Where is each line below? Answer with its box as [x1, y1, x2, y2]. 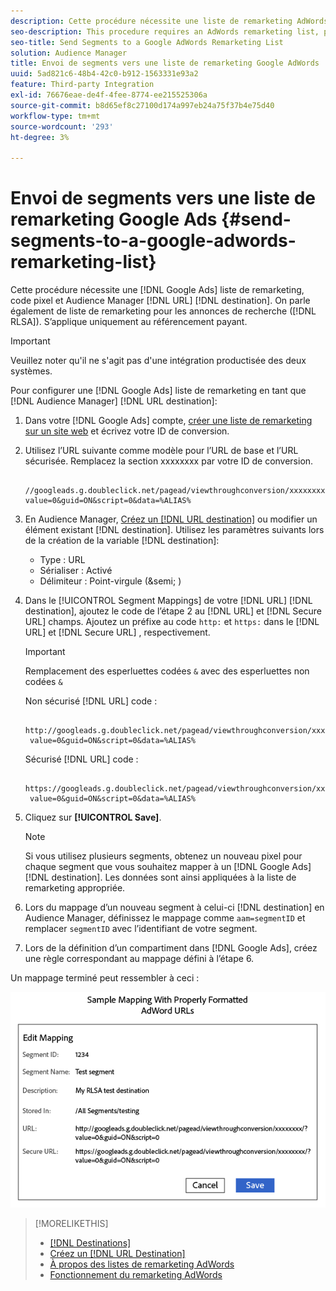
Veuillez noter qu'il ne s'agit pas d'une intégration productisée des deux [10, 355, 307, 367]
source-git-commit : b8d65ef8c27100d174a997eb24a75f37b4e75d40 [10, 100, 275, 110]
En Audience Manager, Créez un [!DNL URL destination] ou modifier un [24, 513, 318, 525]
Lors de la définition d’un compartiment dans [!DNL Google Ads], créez [24, 942, 318, 954]
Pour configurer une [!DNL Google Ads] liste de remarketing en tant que [10, 385, 307, 397]
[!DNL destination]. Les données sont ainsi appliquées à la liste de [24, 871, 297, 884]
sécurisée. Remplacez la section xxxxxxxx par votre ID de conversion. [24, 455, 314, 467]
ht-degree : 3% [10, 132, 70, 142]
